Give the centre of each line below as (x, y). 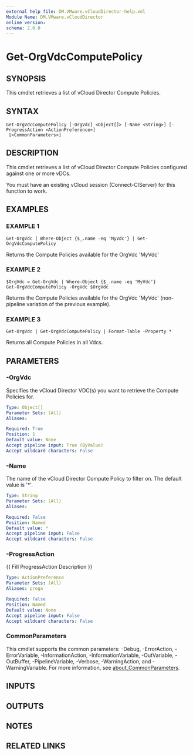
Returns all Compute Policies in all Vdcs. (55, 343)
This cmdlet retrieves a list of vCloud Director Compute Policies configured (97, 167)
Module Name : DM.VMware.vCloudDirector (55, 17)
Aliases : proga (25, 589)
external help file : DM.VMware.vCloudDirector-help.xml (76, 11)
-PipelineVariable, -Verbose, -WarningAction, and (92, 661)
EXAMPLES (27, 209)
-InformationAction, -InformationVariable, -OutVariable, (107, 655)
